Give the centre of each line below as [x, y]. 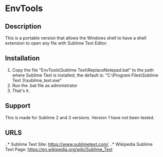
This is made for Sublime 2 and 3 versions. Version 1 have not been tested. [80, 117]
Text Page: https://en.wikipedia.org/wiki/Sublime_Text [59, 149]
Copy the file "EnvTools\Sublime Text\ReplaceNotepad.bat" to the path [83, 70]
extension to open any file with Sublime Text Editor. [56, 43]
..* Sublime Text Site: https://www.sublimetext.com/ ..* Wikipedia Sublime [79, 144]
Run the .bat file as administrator [45, 85]
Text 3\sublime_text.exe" [37, 80]
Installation [22, 58]
